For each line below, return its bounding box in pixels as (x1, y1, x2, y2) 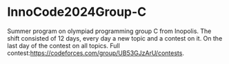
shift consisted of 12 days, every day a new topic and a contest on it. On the (7, 34, 223, 42)
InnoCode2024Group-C (7, 4, 147, 20)
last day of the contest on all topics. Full (7, 41, 121, 50)
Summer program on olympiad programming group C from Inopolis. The (7, 27, 212, 35)
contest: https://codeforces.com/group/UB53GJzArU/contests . (7, 49, 185, 57)
